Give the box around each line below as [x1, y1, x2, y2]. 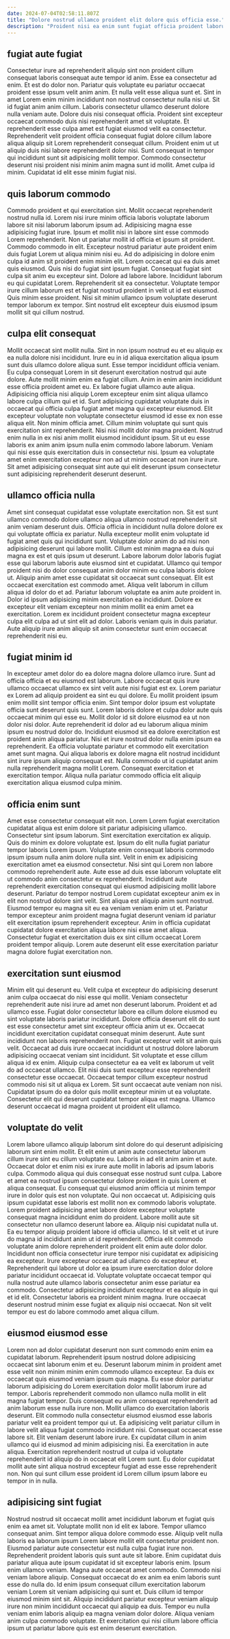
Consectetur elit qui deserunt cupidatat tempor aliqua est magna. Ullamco [7, 1095, 216, 1103]
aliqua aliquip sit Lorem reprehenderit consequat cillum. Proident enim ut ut [7, 139, 219, 147]
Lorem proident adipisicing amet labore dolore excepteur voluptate [7, 1205, 195, 1214]
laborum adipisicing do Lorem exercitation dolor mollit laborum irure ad [7, 1381, 207, 1390]
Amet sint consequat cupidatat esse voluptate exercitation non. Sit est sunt [7, 508, 218, 516]
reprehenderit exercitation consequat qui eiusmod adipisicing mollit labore [7, 882, 217, 890]
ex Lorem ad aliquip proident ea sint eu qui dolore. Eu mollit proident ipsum [7, 691, 218, 699]
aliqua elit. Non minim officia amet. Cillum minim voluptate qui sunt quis [7, 418, 209, 427]
